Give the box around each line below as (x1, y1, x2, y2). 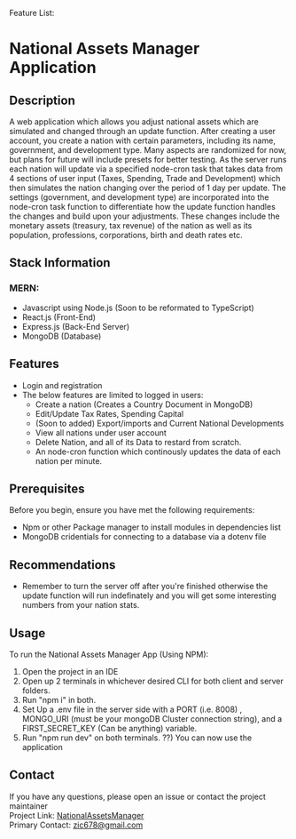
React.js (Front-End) (21, 311, 96, 323)
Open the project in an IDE (21, 666, 119, 676)
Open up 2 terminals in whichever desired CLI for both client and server (21, 675, 284, 686)
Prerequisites (9, 481, 85, 496)
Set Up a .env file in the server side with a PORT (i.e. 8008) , (21, 704, 243, 715)
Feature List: (9, 8, 55, 18)
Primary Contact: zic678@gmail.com (9, 819, 144, 830)
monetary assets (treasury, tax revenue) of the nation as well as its (9, 220, 253, 230)
